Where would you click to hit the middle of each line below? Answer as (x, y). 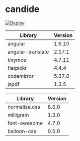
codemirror (21, 76)
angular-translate (28, 52)
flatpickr (17, 68)
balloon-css (22, 131)
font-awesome (25, 123)
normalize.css (24, 107)
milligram (18, 115)
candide (22, 9)
